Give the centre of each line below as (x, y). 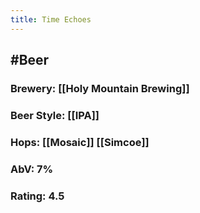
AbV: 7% (32, 169)
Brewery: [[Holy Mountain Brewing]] (100, 88)
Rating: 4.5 (37, 196)
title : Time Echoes (51, 19)
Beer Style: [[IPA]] (55, 115)
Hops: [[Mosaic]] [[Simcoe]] (80, 142)
